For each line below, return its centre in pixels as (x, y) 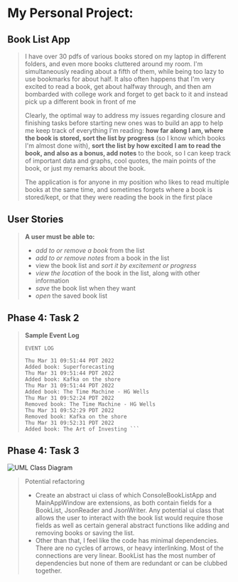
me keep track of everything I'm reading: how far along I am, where (124, 130)
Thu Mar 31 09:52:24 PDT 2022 (70, 398)
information (52, 280)
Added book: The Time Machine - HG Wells (87, 392)
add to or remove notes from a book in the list (102, 258)
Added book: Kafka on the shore (72, 379)
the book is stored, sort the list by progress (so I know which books (125, 138)
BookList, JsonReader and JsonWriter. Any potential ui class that (130, 510)
